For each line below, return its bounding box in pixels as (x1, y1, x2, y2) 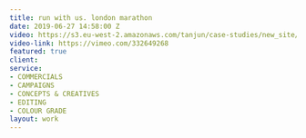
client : (9, 55, 39, 64)
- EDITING (9, 97, 47, 107)
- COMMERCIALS (9, 73, 64, 82)
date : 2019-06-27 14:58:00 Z (9, 22, 120, 31)
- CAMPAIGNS (9, 81, 55, 90)
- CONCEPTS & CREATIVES (9, 89, 100, 98)
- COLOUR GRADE (9, 106, 67, 115)
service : (9, 64, 43, 74)
